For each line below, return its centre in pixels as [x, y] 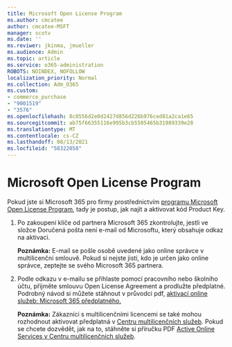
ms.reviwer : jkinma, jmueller [51, 46]
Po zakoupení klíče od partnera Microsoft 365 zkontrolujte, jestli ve [113, 223]
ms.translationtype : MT [42, 129]
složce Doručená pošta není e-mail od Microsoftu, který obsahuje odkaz [120, 229]
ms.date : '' [24, 39]
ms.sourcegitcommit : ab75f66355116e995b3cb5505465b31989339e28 [100, 123]
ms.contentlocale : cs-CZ [43, 135]
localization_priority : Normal [52, 78]
